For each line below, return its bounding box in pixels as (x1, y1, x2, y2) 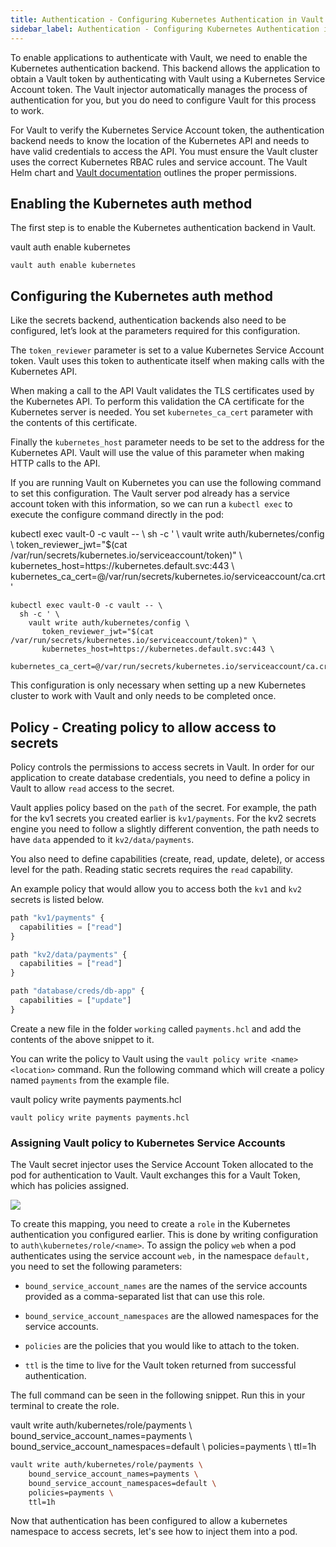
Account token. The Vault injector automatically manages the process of (10, 83, 308, 95)
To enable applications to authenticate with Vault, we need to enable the (10, 51, 308, 63)
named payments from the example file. (10, 1074, 170, 1086)
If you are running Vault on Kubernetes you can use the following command (10, 477, 322, 489)
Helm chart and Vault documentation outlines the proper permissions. (10, 166, 298, 178)
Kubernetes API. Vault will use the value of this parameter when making (10, 447, 305, 459)
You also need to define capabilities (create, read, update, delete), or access (10, 852, 325, 865)
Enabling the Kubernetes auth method (10, 195, 253, 212)
